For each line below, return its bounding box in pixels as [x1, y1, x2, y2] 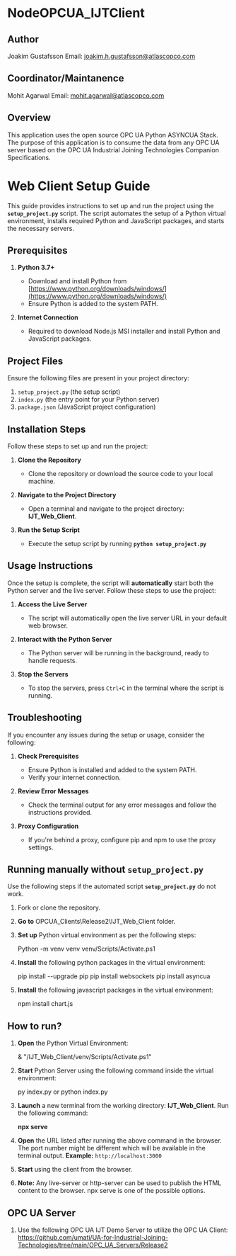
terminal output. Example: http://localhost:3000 [17, 1151, 163, 1160]
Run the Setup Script [17, 526, 80, 534]
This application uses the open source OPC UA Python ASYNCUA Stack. [7, 130, 218, 139]
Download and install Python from [28, 277, 127, 285]
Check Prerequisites [17, 752, 79, 760]
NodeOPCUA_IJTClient [7, 5, 145, 21]
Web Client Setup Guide [7, 178, 151, 194]
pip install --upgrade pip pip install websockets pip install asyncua [17, 972, 211, 980]
